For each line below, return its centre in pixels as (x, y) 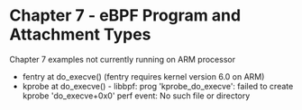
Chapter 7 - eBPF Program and (125, 16)
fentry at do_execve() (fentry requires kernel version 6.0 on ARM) (143, 76)
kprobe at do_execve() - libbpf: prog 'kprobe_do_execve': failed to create (158, 86)
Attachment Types (80, 34)
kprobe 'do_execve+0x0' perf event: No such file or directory (136, 96)
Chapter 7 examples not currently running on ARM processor (123, 59)
